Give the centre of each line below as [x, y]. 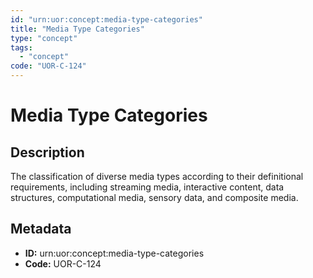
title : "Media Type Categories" [77, 29]
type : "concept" [44, 38]
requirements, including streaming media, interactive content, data [147, 187]
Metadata [41, 229]
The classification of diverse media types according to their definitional [157, 176]
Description [47, 152]
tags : [21, 47]
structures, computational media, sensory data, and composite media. [154, 197]
